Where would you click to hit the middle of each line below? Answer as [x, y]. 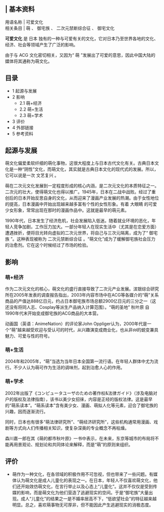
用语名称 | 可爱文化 [24, 22]
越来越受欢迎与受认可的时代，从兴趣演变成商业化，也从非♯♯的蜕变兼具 [88, 330]
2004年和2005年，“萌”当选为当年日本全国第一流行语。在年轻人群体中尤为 [80, 361]
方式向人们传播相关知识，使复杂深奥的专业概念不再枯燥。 [71, 428]
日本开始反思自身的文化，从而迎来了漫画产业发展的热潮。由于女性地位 [88, 198]
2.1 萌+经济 [31, 103]
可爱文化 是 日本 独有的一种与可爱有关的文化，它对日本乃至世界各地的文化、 [82, 38]
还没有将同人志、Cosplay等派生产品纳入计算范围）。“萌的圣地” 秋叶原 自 [77, 307]
